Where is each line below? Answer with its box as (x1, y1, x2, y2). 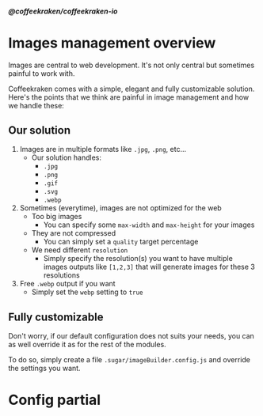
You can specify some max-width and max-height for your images (43, 220, 255, 229)
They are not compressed (31, 229, 116, 238)
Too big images (31, 212, 82, 221)
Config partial (8, 391, 101, 409)
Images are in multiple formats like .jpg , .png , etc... (19, 145, 187, 154)
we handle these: (8, 100, 65, 110)
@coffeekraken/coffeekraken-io (8, 6, 118, 16)
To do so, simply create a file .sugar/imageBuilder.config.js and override (8, 355, 251, 365)
